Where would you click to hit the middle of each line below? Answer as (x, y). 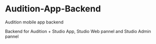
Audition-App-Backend (53, 9)
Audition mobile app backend (34, 22)
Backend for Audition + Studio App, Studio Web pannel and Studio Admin (78, 31)
